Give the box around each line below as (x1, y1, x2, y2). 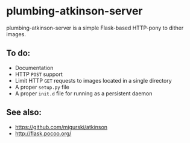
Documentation (14, 64, 54, 71)
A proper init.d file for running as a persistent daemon (14, 89, 153, 97)
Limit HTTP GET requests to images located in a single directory (14, 77, 172, 84)
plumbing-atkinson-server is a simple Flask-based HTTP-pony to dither (6, 24, 184, 31)
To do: (6, 48, 31, 59)
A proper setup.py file (14, 83, 69, 91)
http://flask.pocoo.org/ (14, 130, 72, 137)
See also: (6, 107, 42, 118)
